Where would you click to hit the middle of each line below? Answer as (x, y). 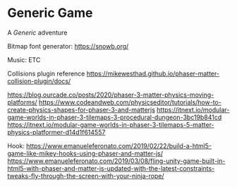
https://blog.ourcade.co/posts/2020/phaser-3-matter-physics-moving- (111, 95)
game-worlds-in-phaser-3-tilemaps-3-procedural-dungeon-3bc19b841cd (115, 117)
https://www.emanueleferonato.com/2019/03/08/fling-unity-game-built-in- (116, 161)
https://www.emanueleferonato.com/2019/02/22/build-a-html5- (119, 145)
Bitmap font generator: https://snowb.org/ (68, 46)
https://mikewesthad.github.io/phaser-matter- (153, 73)
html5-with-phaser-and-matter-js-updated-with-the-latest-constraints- (111, 168)
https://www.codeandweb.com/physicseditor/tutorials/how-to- (130, 102)
